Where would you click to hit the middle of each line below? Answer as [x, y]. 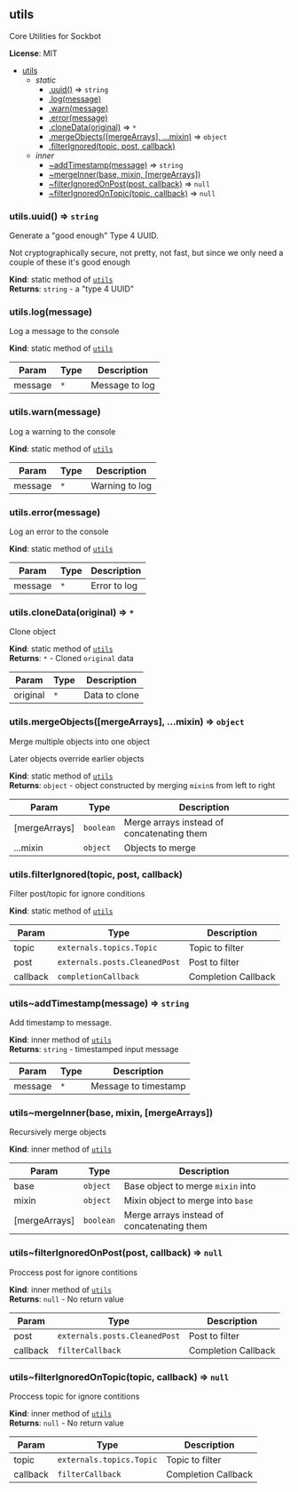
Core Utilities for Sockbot [55, 36]
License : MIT [33, 53]
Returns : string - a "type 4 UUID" [72, 289]
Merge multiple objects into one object [80, 741]
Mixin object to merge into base [188, 1201]
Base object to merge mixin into [190, 1186]
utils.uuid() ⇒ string [54, 216]
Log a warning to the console [63, 431]
